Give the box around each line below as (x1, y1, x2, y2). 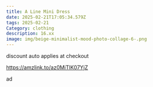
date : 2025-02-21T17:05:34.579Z (6, 14, 86, 20)
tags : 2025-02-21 (6, 20, 49, 25)
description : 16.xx (6, 31, 55, 37)
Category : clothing (6, 25, 55, 31)
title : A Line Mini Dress (6, 8, 70, 15)
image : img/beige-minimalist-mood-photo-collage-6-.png (6, 36, 147, 42)
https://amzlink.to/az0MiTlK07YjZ (6, 64, 88, 71)
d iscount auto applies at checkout (6, 53, 89, 59)
